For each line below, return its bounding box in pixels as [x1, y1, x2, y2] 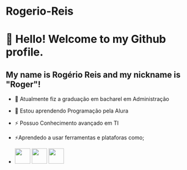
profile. [5, 45, 44, 59]
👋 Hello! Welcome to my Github [5, 32, 166, 46]
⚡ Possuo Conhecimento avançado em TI [14, 119, 119, 127]
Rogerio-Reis [5, 4, 74, 18]
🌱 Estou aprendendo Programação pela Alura [14, 107, 129, 114]
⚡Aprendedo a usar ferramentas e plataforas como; [14, 134, 145, 141]
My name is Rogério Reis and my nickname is [5, 69, 181, 80]
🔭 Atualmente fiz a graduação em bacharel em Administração [14, 95, 169, 103]
